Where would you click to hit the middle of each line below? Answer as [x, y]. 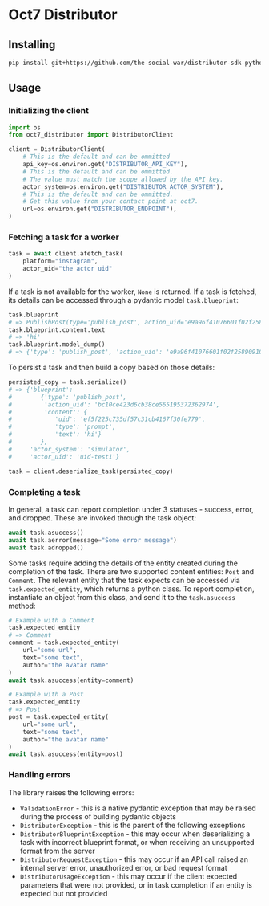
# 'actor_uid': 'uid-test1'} [64, 457]
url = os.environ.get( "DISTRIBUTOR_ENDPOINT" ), [100, 209]
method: [22, 606]
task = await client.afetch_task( [66, 254]
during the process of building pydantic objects [98, 816]
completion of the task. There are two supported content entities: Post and [131, 571]
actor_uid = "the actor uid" [68, 269]
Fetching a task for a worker [64, 237]
